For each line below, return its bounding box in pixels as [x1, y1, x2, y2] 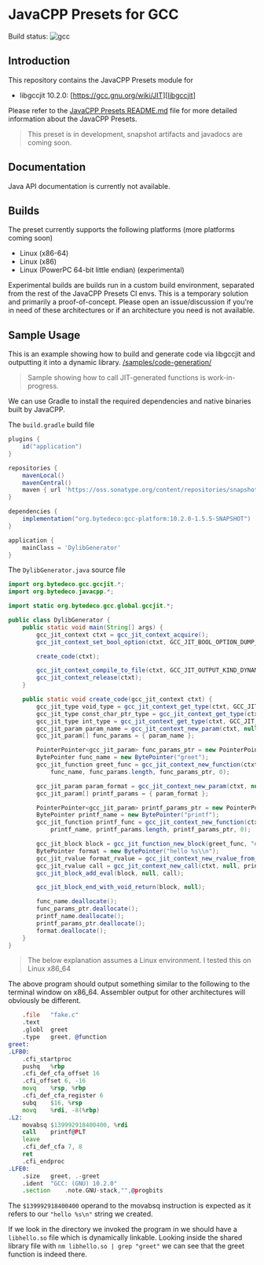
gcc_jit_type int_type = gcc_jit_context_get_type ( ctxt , [36, 717, 226, 725]
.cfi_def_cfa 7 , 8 [22, 1143, 82, 1151]
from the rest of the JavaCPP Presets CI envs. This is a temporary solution [8, 289, 249, 298]
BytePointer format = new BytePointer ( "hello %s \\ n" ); [36, 847, 220, 855]
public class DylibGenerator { [8, 616, 111, 625]
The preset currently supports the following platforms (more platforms [8, 225, 236, 234]
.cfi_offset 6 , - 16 [22, 1077, 86, 1085]
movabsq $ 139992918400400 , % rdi [22, 1121, 128, 1129]
